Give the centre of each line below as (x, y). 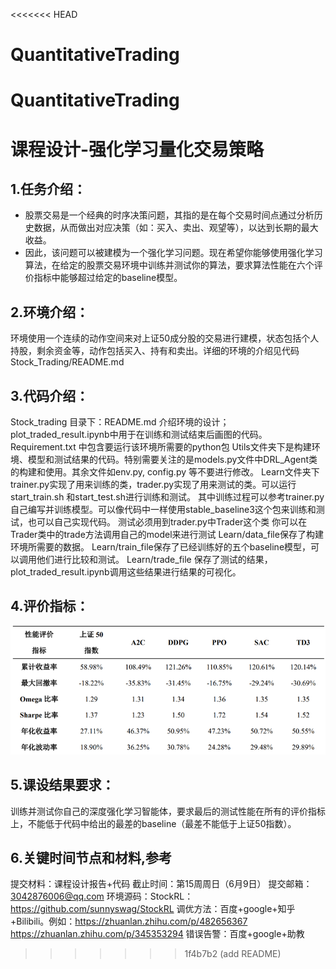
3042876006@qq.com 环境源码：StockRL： (102, 896)
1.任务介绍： (48, 189)
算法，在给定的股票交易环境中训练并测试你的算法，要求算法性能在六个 (169, 265)
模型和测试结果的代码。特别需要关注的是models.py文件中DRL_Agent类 (172, 459)
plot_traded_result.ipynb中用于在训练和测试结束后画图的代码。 (139, 434)
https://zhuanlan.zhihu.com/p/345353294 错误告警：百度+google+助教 (157, 934)
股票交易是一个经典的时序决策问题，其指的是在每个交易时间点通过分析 (169, 215)
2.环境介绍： (50, 312)
